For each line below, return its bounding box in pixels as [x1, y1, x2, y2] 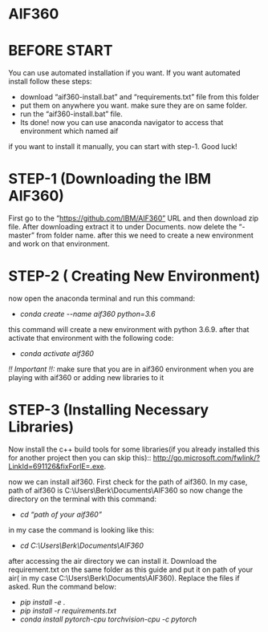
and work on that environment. [8, 239, 110, 249]
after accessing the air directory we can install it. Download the [8, 556, 217, 565]
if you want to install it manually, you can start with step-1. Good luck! [8, 142, 238, 152]
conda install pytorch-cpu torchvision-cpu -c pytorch [19, 614, 197, 624]
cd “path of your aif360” [19, 509, 103, 519]
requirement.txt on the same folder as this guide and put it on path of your [8, 565, 254, 574]
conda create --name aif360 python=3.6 [19, 310, 156, 318]
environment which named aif [19, 126, 119, 136]
